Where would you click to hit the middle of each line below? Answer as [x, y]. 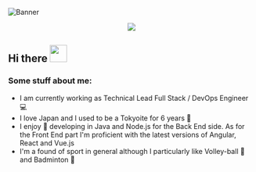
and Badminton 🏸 [47, 159]
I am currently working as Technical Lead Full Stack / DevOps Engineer [134, 98]
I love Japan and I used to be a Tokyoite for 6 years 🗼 [105, 118]
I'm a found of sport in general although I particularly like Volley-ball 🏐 [132, 151]
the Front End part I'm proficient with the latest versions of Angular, [128, 134]
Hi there [28, 59]
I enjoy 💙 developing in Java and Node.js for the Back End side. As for [132, 126]
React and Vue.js [47, 143]
